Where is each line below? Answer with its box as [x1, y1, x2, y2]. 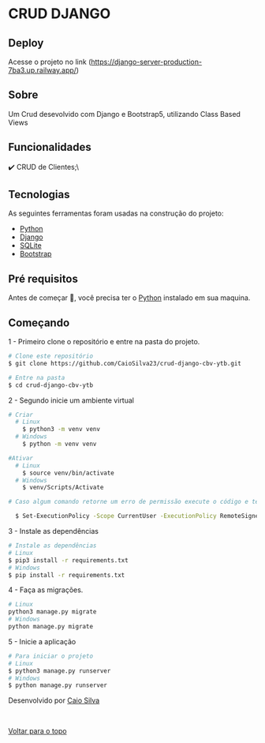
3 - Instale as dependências [8, 527, 99, 536]
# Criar [8, 411, 34, 418]
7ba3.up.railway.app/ [8, 66, 77, 75]
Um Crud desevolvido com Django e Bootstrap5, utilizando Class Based [8, 109, 241, 118]
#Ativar [8, 454, 34, 462]
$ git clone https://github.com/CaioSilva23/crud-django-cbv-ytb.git [8, 359, 242, 367]
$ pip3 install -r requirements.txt [8, 556, 129, 565]
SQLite [19, 241, 42, 250]
